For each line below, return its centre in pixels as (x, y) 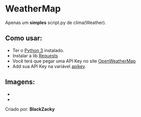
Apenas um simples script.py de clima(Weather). (56, 22)
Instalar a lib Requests (35, 55)
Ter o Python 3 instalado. (38, 50)
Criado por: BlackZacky (30, 109)
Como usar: (24, 38)
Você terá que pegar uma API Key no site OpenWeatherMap (74, 61)
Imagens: (20, 82)
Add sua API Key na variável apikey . (49, 66)
